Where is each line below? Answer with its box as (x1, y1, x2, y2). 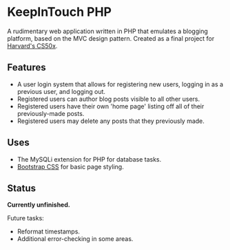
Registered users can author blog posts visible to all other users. (17, 95, 200, 103)
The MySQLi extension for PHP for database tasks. (17, 155, 162, 163)
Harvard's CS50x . (7, 41, 58, 50)
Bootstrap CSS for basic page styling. (17, 162, 124, 171)
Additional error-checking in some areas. (17, 235, 134, 243)
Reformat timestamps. (17, 227, 81, 235)
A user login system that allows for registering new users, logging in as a (17, 80, 224, 88)
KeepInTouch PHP (7, 4, 112, 20)
